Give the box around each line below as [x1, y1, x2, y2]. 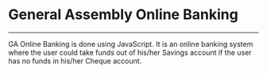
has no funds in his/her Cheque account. [8, 56, 142, 65]
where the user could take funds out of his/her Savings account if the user [8, 48, 252, 57]
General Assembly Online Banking [8, 6, 238, 24]
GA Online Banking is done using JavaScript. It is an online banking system [8, 39, 253, 48]
